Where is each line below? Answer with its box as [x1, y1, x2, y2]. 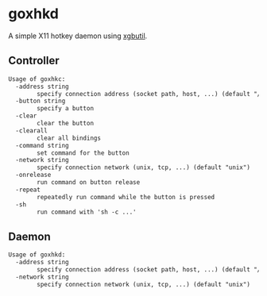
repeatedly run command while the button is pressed [37, 193, 215, 201]
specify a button [37, 105, 94, 113]
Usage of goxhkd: [8, 251, 66, 259]
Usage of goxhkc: [8, 75, 66, 83]
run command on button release [37, 179, 141, 186]
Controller [8, 54, 60, 67]
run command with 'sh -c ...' [37, 208, 137, 216]
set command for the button [37, 148, 130, 157]
